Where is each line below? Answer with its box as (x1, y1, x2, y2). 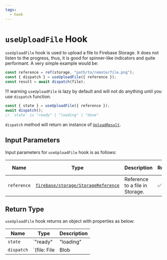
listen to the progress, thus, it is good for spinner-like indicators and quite (5, 55, 156, 61)
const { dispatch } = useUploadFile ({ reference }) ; (5, 75, 117, 80)
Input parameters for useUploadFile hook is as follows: (5, 149, 117, 155)
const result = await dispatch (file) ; (5, 79, 85, 85)
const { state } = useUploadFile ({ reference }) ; (5, 103, 110, 109)
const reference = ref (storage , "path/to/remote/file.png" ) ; (5, 70, 135, 75)
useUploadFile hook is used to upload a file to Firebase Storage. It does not (5, 50, 159, 56)
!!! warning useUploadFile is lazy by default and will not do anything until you (5, 88, 162, 95)
